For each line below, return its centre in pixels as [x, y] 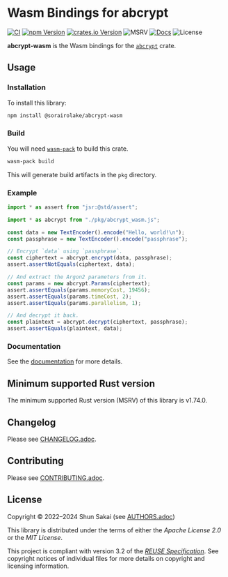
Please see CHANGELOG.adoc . [52, 439]
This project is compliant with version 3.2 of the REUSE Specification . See [113, 551]
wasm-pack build [31, 161]
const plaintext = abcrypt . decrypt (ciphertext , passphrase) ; [98, 322]
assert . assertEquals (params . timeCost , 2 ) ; [70, 297]
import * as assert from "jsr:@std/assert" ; [73, 207]
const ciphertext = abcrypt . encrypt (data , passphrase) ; [90, 258]
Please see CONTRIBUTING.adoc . [56, 478]
